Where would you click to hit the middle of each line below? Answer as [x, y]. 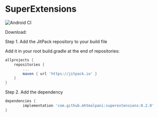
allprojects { [20, 60]
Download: [16, 32]
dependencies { [21, 101]
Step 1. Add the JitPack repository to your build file [56, 41]
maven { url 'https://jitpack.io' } [60, 74]
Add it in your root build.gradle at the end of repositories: [62, 51]
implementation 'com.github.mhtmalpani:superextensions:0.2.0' [88, 106]
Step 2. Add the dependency [34, 92]
